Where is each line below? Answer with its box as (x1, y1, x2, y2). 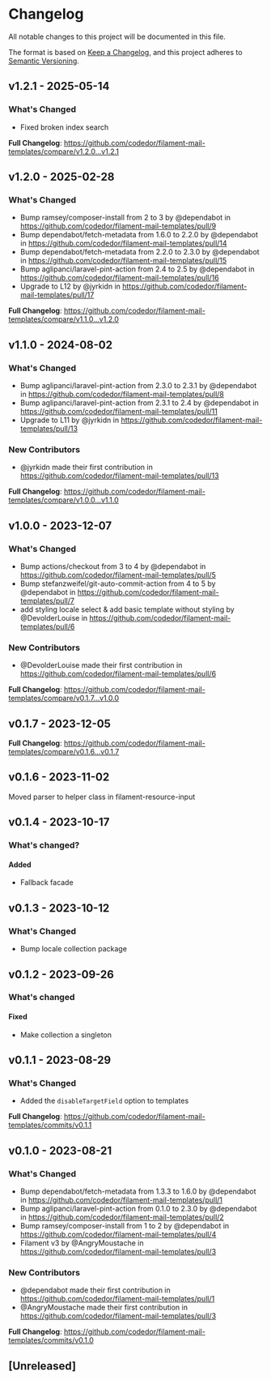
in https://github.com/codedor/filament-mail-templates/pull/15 (19, 256, 227, 266)
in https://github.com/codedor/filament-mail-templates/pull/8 (19, 390, 224, 399)
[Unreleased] (8, 1359, 77, 1373)
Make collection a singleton (19, 1030, 112, 1040)
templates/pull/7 (19, 596, 75, 605)
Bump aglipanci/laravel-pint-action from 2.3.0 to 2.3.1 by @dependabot (19, 381, 257, 390)
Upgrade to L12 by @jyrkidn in (19, 281, 121, 292)
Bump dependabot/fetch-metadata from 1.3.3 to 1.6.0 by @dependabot (19, 1186, 256, 1196)
